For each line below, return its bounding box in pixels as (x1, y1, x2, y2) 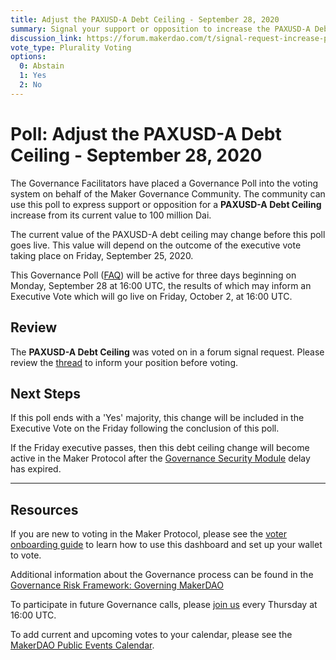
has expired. (10, 463, 62, 475)
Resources (10, 501, 79, 518)
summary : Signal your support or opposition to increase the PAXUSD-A (10, 24, 311, 34)
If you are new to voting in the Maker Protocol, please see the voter (10, 528, 288, 540)
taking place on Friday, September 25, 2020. (10, 249, 194, 261)
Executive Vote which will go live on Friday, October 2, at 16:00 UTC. (10, 290, 293, 302)
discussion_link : (10, 33, 83, 43)
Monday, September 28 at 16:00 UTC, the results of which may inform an (10, 279, 312, 291)
